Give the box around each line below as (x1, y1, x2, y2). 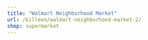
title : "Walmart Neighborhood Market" (7, 9, 117, 17)
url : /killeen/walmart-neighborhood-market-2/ (7, 16, 142, 23)
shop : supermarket (7, 22, 59, 29)
